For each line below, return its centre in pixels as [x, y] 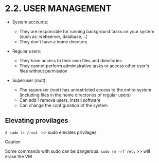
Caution [13, 142]
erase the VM [19, 156]
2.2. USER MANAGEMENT [58, 9]
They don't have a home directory [53, 41]
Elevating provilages [37, 120]
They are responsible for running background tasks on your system [87, 31]
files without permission [43, 71]
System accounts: [30, 22]
